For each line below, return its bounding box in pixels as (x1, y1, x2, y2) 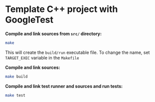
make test (5, 92, 26, 98)
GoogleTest (5, 14, 54, 25)
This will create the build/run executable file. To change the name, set (5, 49, 150, 55)
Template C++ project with (5, 3, 118, 15)
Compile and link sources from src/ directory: (5, 30, 102, 36)
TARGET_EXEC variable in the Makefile (5, 54, 79, 60)
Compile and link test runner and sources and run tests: (5, 83, 123, 89)
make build (5, 74, 28, 79)
